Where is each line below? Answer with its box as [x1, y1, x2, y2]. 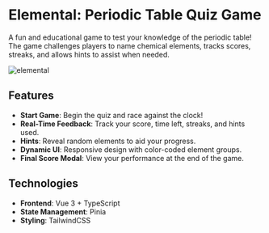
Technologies [8, 176, 79, 191]
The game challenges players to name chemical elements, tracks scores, [8, 40, 251, 50]
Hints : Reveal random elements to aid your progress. [19, 136, 196, 146]
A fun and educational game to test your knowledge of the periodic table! [8, 32, 252, 42]
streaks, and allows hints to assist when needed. [8, 49, 170, 59]
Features [8, 89, 54, 103]
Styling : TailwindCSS [19, 215, 91, 225]
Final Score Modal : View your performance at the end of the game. [19, 153, 244, 163]
